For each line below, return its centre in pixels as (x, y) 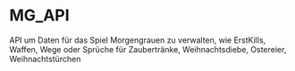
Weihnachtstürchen (45, 59)
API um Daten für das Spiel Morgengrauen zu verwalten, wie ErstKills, (138, 40)
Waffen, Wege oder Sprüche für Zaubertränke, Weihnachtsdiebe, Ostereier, (148, 49)
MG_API (39, 16)
